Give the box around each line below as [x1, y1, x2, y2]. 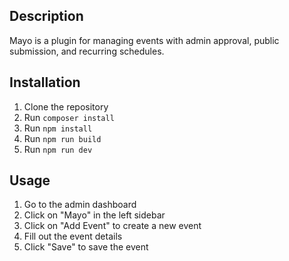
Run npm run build [23, 132, 102, 144]
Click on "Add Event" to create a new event [23, 220, 202, 232]
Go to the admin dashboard [23, 199, 137, 211]
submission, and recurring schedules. [9, 45, 165, 57]
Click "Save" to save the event [23, 241, 149, 253]
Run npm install [23, 122, 93, 134]
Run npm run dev [23, 143, 93, 155]
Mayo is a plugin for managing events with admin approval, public [9, 34, 280, 46]
